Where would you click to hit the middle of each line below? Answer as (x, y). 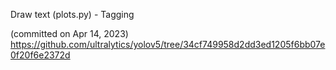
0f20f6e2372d (40, 55)
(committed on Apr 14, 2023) (69, 33)
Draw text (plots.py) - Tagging (72, 14)
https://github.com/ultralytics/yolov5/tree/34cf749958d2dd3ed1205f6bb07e (168, 44)
